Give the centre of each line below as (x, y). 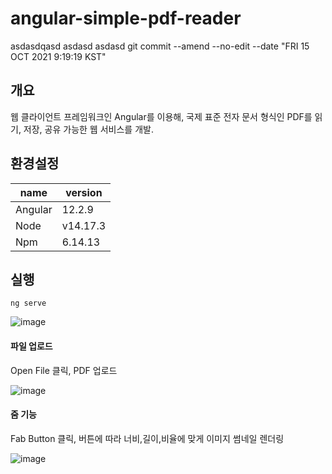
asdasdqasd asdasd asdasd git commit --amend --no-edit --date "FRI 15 (160, 46)
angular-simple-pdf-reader (126, 18)
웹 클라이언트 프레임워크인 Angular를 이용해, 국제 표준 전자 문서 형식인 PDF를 (161, 116)
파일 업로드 (31, 346)
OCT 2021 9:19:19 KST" (58, 56)
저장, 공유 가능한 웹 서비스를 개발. (88, 129)
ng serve (28, 303)
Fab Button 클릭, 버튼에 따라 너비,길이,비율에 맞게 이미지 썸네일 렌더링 (147, 438)
